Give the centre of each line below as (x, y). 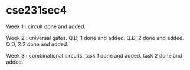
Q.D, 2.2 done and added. (37, 44)
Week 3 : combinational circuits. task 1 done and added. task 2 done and (94, 55)
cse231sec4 (37, 10)
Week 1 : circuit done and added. (46, 26)
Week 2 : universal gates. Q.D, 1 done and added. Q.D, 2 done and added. (95, 38)
